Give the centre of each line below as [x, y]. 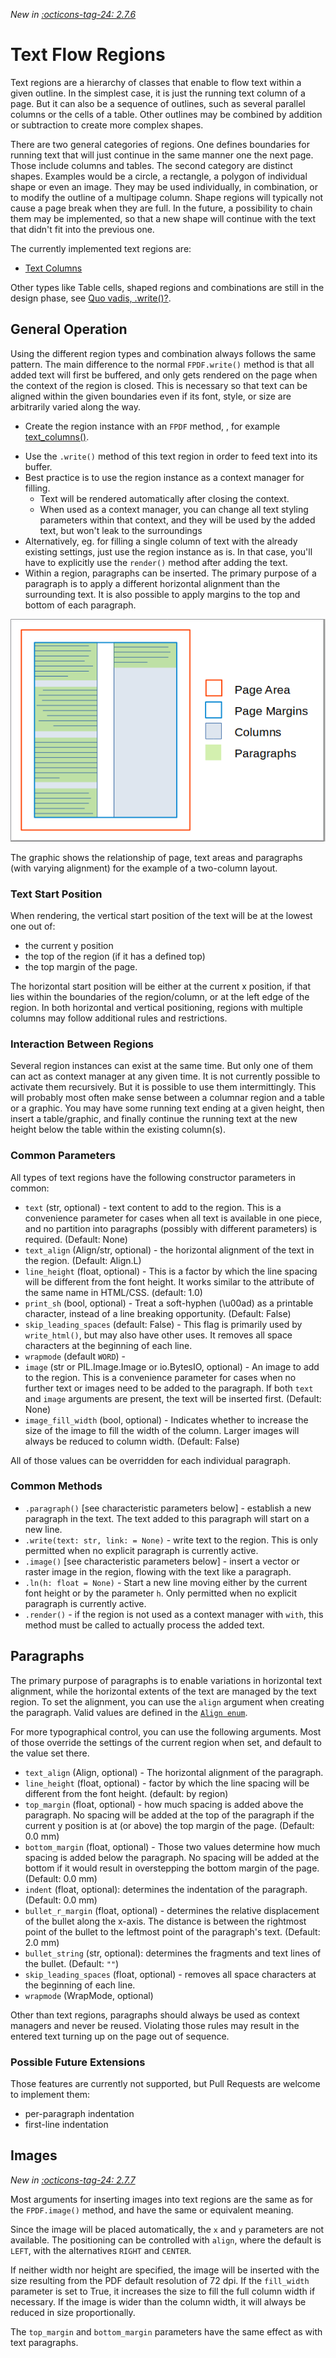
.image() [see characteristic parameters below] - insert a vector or [162, 1561]
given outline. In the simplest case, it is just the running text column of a [158, 93]
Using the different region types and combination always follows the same [163, 353]
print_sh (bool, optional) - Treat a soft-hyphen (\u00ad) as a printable [169, 1303]
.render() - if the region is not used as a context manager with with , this [174, 1614]
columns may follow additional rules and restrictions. [119, 1018]
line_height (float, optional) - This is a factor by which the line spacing [171, 1271]
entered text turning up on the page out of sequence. [120, 2036]
